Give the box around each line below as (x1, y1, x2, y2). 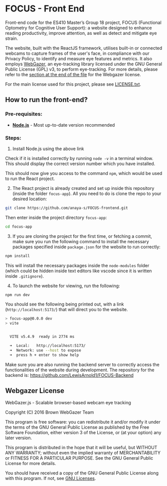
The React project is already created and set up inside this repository (12, 185, 155, 191)
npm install (5, 253, 30, 258)
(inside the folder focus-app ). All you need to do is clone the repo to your (12, 190, 162, 196)
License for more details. (5, 461, 56, 467)
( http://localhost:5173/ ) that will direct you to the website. (5, 307, 128, 313)
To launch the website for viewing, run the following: (12, 283, 121, 289)
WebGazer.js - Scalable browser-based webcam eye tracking (5, 400, 131, 406)
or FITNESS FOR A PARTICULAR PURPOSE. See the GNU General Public (5, 455, 154, 461)
